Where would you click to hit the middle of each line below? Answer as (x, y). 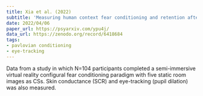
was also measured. (31, 88)
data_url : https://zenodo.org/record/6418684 (64, 34)
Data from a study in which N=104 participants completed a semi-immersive (101, 68)
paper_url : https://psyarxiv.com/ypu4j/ (58, 29)
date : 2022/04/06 (28, 23)
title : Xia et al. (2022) (39, 12)
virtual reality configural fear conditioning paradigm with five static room (96, 75)
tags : (13, 40)
